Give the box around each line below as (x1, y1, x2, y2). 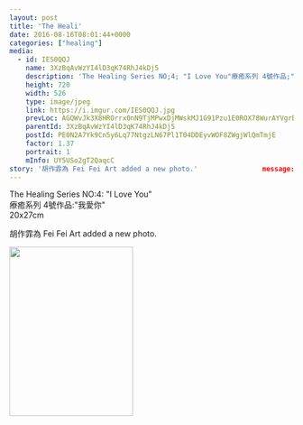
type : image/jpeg (25, 97, 91, 106)
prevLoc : (25, 114, 59, 123)
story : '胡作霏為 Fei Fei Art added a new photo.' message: (9, 164, 295, 173)
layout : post (9, 13, 59, 23)
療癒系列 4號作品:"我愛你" (9, 199, 106, 210)
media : (9, 47, 34, 56)
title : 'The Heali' (9, 22, 83, 31)
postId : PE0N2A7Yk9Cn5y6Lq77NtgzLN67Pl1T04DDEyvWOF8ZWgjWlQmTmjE (25, 131, 277, 140)
